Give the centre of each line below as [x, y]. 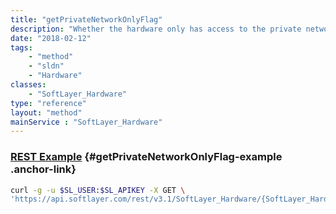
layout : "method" [46, 112]
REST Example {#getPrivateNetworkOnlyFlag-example [146, 157]
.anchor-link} [43, 169]
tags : [21, 47]
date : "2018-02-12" [51, 38]
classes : [28, 85]
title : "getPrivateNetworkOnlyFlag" [86, 19]
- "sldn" [46, 66]
